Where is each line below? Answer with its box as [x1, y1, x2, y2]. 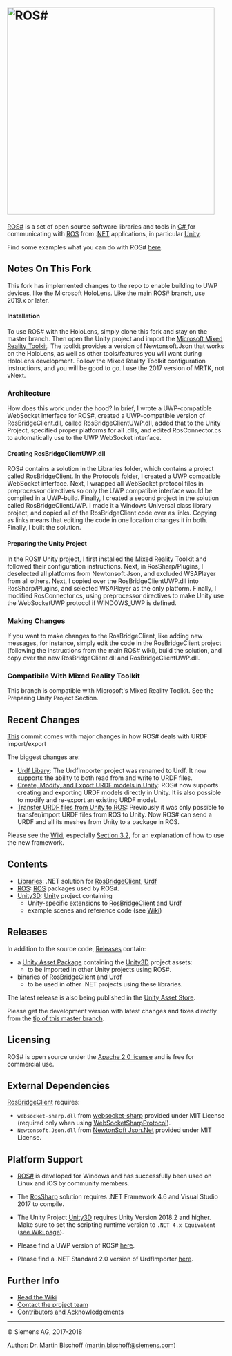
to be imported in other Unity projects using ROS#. [27, 965, 172, 973]
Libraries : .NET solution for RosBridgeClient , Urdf [17, 877, 157, 885]
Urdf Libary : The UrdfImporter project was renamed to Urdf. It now [17, 767, 207, 775]
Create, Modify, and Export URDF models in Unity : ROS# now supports [17, 781, 219, 790]
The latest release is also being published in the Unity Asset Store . [7, 993, 196, 1002]
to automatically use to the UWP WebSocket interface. [7, 434, 162, 442]
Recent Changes [7, 714, 81, 725]
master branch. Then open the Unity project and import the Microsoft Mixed [7, 334, 223, 343]
